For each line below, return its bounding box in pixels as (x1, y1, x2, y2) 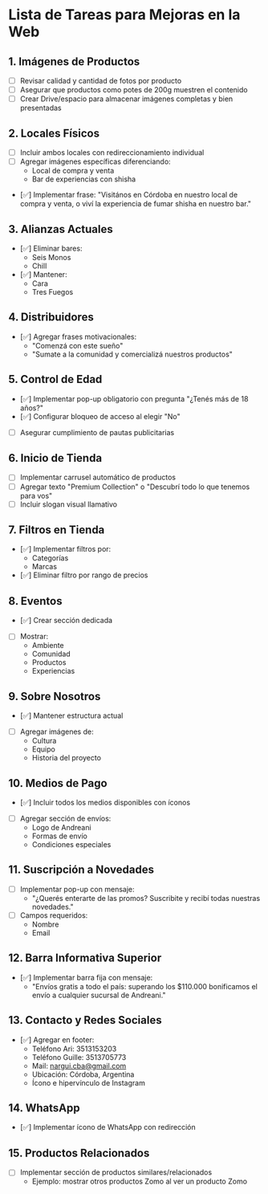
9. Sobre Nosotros (8, 689, 101, 703)
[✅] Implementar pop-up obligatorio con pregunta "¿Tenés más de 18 (19, 393, 249, 403)
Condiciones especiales (31, 840, 112, 850)
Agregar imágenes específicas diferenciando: (19, 157, 171, 166)
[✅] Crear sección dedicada (19, 616, 113, 626)
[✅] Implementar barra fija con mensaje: (19, 972, 153, 982)
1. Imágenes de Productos (8, 55, 140, 68)
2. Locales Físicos (8, 126, 100, 140)
